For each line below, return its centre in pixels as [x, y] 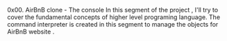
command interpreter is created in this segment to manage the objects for [113, 24]
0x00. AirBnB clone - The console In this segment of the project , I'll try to [113, 10]
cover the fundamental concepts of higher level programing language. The [114, 17]
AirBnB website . [31, 31]
